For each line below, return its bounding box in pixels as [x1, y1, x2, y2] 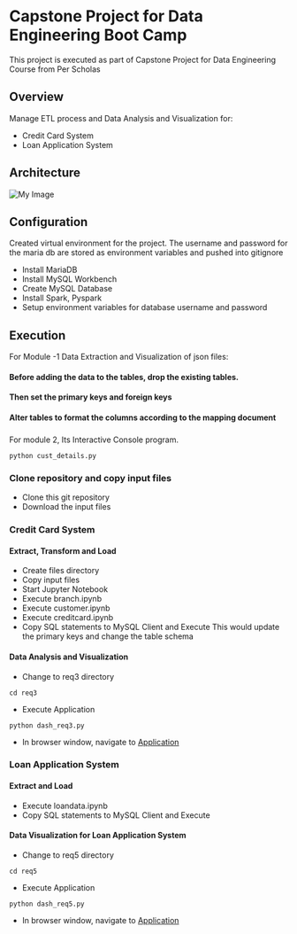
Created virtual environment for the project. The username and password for [9, 237, 288, 249]
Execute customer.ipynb [21, 603, 110, 613]
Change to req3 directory [21, 671, 115, 681]
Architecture [9, 166, 81, 181]
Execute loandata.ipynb [21, 800, 108, 811]
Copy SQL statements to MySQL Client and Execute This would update [21, 622, 280, 633]
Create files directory [21, 565, 100, 576]
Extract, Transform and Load [9, 545, 117, 556]
